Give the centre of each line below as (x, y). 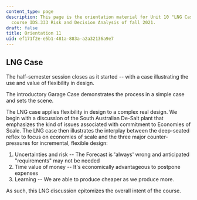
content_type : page (30, 11)
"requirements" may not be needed (57, 160)
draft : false (22, 28)
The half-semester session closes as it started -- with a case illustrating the (97, 76)
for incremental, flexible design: (70, 143)
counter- (157, 137)
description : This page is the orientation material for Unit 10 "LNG (94, 17)
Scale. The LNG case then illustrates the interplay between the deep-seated (98, 130)
